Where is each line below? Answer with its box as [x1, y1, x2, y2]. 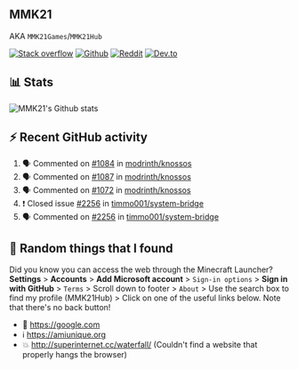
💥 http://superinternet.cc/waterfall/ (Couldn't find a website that [21, 340, 258, 350]
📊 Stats [9, 75, 54, 90]
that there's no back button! [9, 302, 111, 313]
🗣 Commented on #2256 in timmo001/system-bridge [21, 212, 220, 222]
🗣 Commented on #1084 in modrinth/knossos [21, 158, 192, 169]
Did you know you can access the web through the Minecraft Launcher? [9, 264, 274, 275]
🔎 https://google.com [21, 319, 101, 330]
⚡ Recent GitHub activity [9, 130, 149, 145]
